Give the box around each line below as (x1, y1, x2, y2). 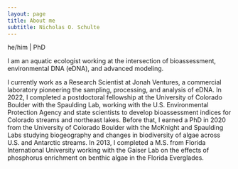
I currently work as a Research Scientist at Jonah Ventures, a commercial (7, 78, 222, 87)
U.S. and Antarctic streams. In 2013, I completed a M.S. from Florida (7, 138, 206, 147)
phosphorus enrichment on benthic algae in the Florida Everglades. (7, 153, 205, 162)
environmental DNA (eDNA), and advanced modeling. (7, 65, 164, 73)
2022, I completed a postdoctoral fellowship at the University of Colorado (7, 93, 222, 102)
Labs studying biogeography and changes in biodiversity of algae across (7, 131, 221, 139)
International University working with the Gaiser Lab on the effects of (7, 146, 210, 155)
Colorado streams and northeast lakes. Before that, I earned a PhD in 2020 (7, 116, 226, 124)
